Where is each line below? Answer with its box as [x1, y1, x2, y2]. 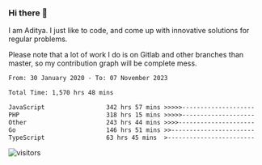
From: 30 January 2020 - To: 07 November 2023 [8, 74, 168, 82]
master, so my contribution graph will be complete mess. [8, 58, 197, 68]
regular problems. [8, 34, 68, 44]
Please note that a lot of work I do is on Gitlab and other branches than [8, 50, 244, 60]
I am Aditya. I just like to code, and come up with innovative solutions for [8, 26, 250, 36]
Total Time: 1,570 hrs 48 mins [8, 89, 114, 97]
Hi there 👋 [8, 7, 49, 19]
